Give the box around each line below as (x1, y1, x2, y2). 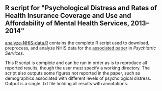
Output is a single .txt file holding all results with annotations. (5, 80, 129, 86)
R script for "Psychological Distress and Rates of (5, 4, 157, 12)
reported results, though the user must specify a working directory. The (5, 65, 150, 70)
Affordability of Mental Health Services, (5, 19, 130, 27)
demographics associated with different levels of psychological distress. (5, 75, 151, 81)
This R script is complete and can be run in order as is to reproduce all (5, 60, 147, 66)
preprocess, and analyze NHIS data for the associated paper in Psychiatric (5, 45, 156, 51)
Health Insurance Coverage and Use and (5, 12, 132, 20)
